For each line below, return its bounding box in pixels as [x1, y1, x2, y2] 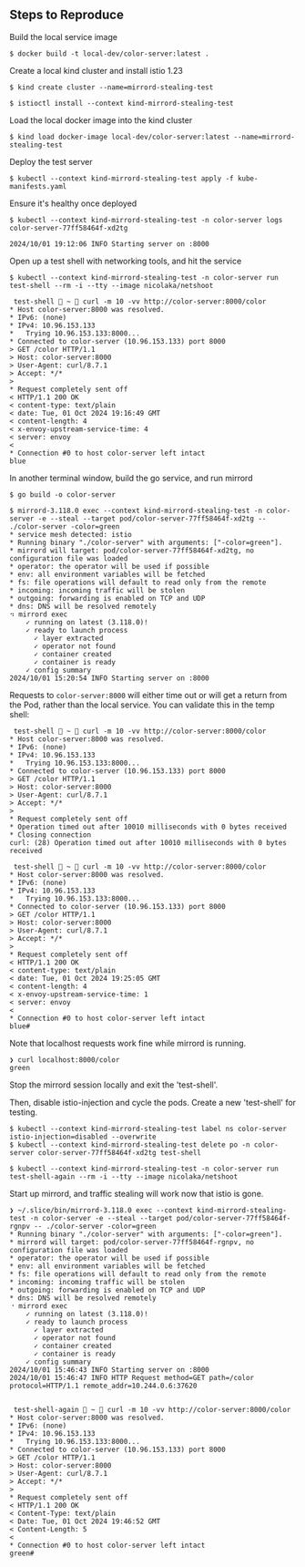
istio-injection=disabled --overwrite [9, 1132, 157, 1141]
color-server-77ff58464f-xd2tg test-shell [37, 1148, 202, 1157]
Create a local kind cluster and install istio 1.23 [9, 65, 184, 76]
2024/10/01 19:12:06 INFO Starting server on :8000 [9, 239, 209, 249]
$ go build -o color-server [9, 490, 117, 500]
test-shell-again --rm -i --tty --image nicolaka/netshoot [9, 1171, 239, 1181]
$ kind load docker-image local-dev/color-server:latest [9, 132, 230, 141]
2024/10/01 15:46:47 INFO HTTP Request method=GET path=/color [9, 1373, 255, 1382]
